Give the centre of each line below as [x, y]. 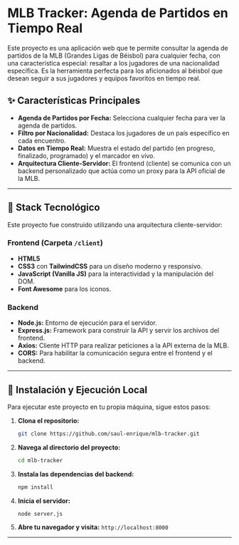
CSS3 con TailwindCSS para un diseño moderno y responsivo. [110, 266]
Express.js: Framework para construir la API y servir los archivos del [118, 331]
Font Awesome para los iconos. [64, 289]
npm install [35, 487]
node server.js [40, 514]
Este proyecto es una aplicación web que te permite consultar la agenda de [118, 48]
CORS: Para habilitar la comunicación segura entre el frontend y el [115, 353]
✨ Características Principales [74, 101]
